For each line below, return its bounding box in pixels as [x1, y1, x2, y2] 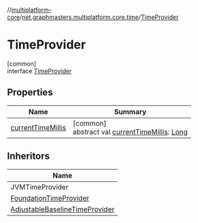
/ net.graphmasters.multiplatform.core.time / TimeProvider [19, 13, 179, 21]
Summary [113, 107, 147, 116]
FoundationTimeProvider [10, 193, 89, 202]
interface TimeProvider [7, 66, 72, 75]
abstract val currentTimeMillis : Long [72, 127, 188, 136]
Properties [7, 87, 53, 99]
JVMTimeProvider [10, 182, 69, 192]
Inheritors [7, 150, 50, 162]
